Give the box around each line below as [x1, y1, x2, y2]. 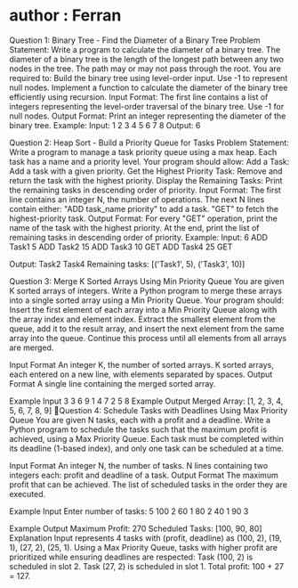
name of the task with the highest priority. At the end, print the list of [9, 222, 260, 233]
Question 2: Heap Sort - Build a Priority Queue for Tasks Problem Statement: [9, 137, 289, 148]
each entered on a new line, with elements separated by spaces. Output [9, 369, 273, 380]
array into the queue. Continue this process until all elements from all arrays [9, 332, 287, 343]
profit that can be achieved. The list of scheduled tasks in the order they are [9, 478, 287, 490]
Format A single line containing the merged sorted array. [9, 378, 216, 388]
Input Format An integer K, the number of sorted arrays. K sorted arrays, [9, 359, 274, 370]
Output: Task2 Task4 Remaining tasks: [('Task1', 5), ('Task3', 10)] [9, 258, 246, 269]
